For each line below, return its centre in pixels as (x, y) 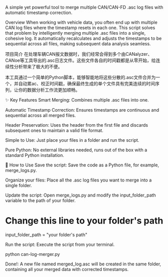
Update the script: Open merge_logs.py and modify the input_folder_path (81, 195)
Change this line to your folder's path (84, 221)
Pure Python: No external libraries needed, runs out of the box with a (76, 150)
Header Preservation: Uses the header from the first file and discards (77, 125)
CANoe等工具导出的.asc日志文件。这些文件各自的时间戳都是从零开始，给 (80, 60)
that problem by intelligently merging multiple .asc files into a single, (75, 33)
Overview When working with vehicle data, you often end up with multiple (81, 22)
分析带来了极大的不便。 (38, 67)
